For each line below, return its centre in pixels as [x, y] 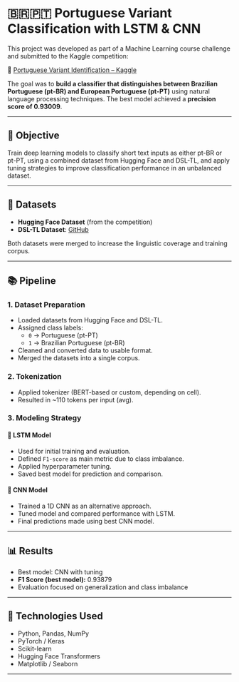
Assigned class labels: [50, 328]
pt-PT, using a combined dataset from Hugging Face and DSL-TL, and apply [118, 160]
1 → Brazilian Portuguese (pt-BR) [77, 343]
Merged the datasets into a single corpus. [79, 358]
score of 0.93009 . [35, 106]
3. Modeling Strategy [44, 418]
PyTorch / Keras [41, 641]
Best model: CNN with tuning [60, 571]
